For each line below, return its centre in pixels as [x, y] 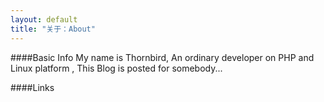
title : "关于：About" [53, 29]
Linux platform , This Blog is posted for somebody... [116, 68]
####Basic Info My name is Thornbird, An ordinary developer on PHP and [162, 57]
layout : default [44, 19]
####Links [32, 87]
